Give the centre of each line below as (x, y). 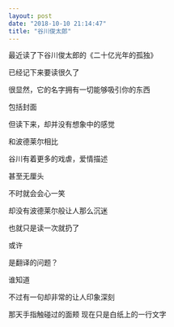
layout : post (30, 16)
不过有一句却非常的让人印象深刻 (62, 297)
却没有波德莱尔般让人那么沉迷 (58, 211)
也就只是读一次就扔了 (44, 228)
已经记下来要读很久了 (44, 72)
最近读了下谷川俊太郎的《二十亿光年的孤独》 (83, 55)
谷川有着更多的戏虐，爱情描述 (58, 159)
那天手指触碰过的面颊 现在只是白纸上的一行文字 (87, 315)
